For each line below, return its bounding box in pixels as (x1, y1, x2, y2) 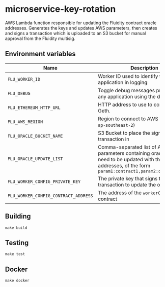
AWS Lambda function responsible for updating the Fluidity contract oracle (5, 20, 157, 26)
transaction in (98, 136, 130, 143)
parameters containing (98, 149, 150, 156)
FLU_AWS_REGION (7, 119, 43, 124)
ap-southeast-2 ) (98, 121, 136, 128)
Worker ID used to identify (98, 72, 159, 79)
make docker (5, 278, 29, 283)
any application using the (98, 93, 156, 100)
